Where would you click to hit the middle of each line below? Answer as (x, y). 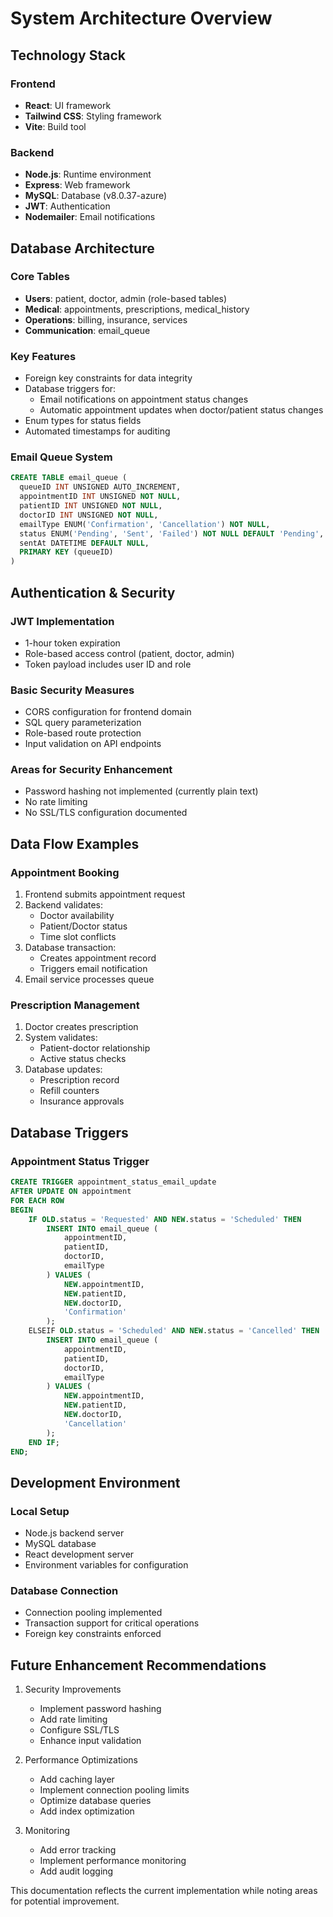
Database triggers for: (70, 389)
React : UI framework (68, 105)
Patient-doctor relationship (95, 1048)
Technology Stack (68, 55)
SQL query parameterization (83, 723)
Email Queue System (61, 457)
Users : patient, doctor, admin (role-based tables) (126, 298)
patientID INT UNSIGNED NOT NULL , (91, 506)
